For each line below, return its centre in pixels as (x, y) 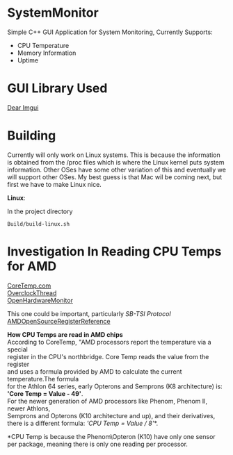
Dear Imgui (23, 107)
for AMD (32, 266)
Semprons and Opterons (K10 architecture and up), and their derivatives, (111, 415)
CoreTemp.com (29, 286)
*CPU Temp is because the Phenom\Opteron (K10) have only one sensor (111, 436)
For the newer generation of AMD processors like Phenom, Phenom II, (107, 401)
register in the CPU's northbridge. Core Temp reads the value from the (108, 356)
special (17, 349)
